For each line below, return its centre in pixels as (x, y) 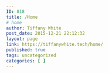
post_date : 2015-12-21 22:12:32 (45, 34)
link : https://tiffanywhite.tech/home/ (55, 45)
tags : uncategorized (31, 55)
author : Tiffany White (34, 28)
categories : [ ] (26, 61)
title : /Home (22, 17)
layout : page (22, 39)
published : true (26, 50)
